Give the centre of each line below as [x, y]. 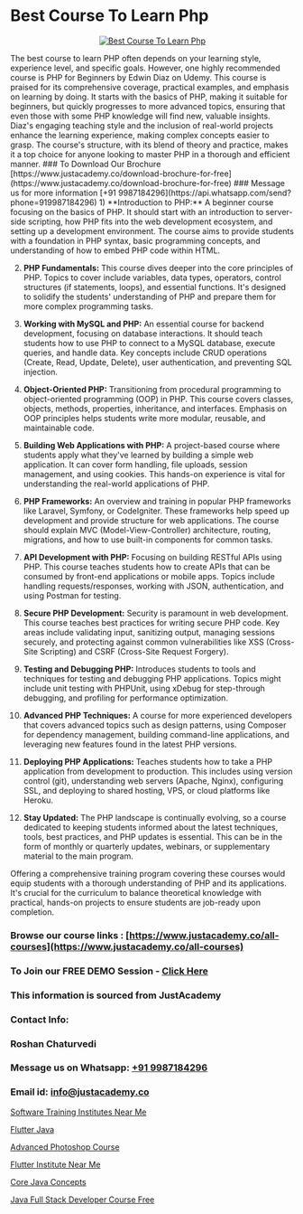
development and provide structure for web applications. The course [151, 520]
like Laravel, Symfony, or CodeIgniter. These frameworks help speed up [156, 511]
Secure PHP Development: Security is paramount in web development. [156, 613]
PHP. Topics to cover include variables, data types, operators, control [152, 278]
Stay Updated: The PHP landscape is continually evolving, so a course [155, 817]
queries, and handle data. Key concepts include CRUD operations [145, 353]
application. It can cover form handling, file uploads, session [135, 464]
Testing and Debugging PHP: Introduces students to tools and [139, 669]
